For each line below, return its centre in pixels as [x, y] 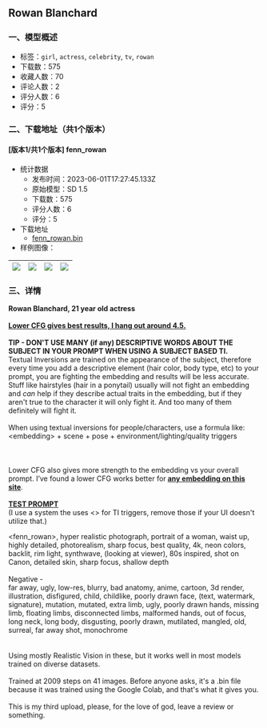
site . [16, 487]
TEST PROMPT [34, 504]
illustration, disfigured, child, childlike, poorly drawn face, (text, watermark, [132, 596]
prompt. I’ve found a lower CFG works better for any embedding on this [127, 478]
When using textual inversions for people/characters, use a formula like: [127, 428]
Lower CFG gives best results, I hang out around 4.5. [97, 326]
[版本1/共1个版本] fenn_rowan [58, 150]
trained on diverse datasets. [54, 664]
